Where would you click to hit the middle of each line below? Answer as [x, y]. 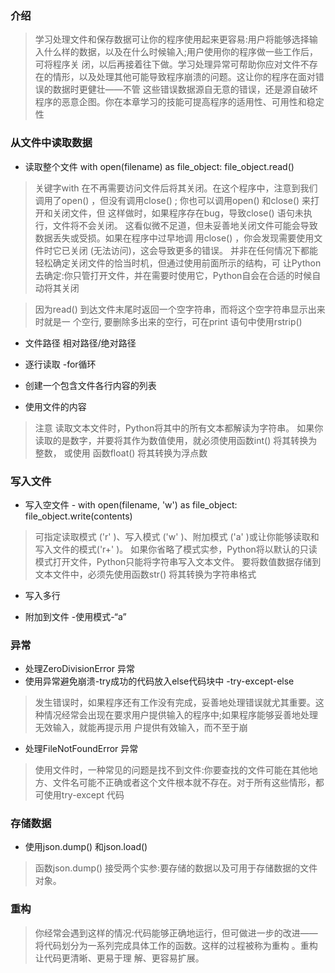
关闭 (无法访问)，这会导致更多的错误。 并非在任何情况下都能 [193, 250]
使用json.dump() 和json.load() [86, 847]
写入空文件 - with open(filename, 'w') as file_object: [131, 504]
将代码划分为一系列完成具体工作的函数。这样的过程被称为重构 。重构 [176, 945]
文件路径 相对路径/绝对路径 [80, 343]
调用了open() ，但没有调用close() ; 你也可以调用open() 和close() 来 [173, 200]
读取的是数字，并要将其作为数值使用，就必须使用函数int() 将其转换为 [176, 440]
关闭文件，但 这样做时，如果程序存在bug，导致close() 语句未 [178, 213]
